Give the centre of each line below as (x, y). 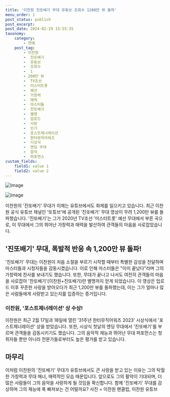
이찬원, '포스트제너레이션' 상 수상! (44, 308)
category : (25, 39)
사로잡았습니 (150, 225)
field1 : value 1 (32, 166)
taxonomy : (16, 34)
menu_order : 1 (20, 15)
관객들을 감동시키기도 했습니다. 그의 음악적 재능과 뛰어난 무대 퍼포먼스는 (86, 333)
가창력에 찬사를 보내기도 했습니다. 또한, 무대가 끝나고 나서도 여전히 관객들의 (80, 275)
